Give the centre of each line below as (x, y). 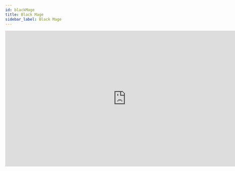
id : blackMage (20, 10)
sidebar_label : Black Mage (33, 19)
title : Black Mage (24, 15)
